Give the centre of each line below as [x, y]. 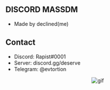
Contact [20, 43]
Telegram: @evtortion [40, 69]
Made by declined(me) [41, 24]
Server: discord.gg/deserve [47, 63]
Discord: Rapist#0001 [40, 56]
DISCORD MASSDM [42, 10]
